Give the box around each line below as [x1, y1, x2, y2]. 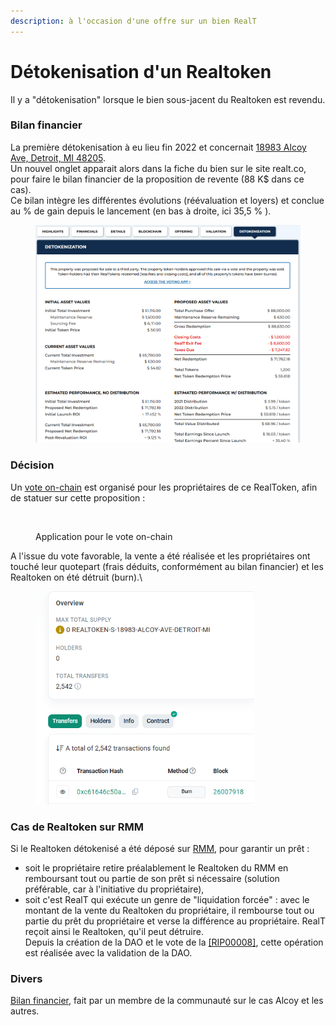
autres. [10, 1005, 40, 1017]
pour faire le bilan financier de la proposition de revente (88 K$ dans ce [10, 173, 305, 185]
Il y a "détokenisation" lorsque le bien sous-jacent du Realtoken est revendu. [10, 93, 326, 105]
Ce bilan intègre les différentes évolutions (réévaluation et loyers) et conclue [10, 194, 325, 206]
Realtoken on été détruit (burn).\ [10, 571, 143, 583]
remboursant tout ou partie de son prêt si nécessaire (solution [24, 873, 280, 885]
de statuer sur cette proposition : [10, 491, 146, 504]
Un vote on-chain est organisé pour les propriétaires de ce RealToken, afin [10, 481, 318, 493]
